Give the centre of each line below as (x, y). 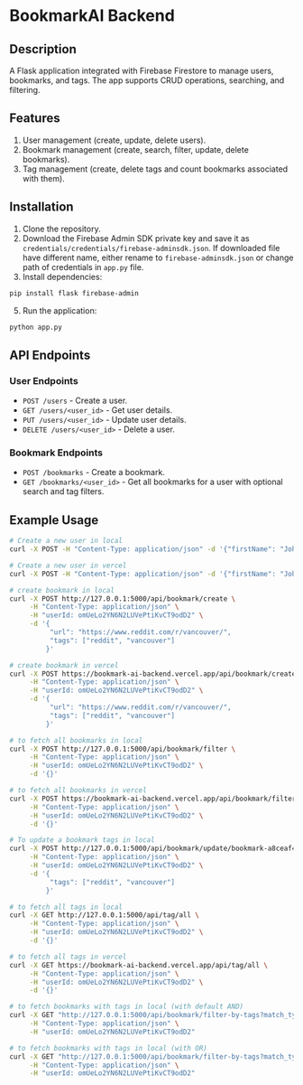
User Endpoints (44, 380)
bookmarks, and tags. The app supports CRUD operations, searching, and (147, 80)
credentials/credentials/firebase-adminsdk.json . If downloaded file (151, 248)
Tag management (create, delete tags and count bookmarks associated (155, 169)
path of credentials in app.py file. (83, 267)
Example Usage (54, 520)
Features (35, 118)
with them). (43, 178)
